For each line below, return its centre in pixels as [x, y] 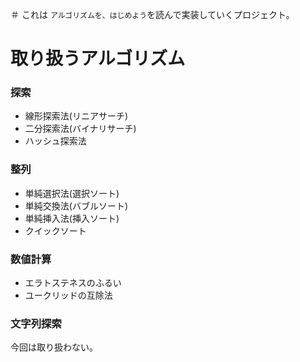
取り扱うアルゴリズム [98, 59]
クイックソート [55, 230]
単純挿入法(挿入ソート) [72, 218]
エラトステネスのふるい [73, 283]
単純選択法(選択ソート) [72, 193]
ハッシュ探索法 [55, 141]
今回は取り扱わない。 [54, 347]
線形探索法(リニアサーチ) [76, 116]
